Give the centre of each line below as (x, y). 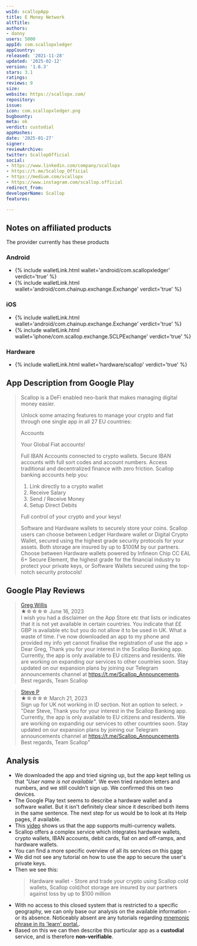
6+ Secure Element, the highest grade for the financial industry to (100, 559)
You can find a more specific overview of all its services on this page (98, 851)
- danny (16, 34)
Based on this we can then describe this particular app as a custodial (99, 930)
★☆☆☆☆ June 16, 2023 (52, 611)
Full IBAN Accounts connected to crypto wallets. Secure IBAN (96, 456)
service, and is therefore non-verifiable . (64, 937)
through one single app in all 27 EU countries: (76, 421)
